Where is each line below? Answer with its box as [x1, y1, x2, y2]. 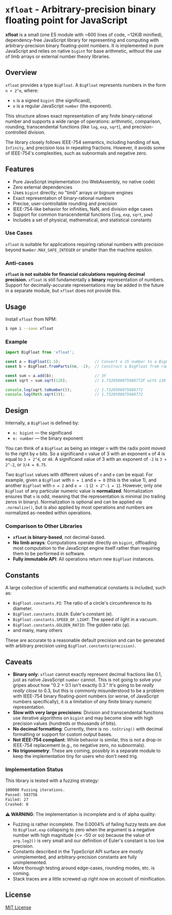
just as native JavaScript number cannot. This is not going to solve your [12, 677, 162, 683]
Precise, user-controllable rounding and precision [12, 200, 118, 207]
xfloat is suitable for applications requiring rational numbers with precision [5, 241, 164, 247]
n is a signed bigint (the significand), [12, 97, 92, 103]
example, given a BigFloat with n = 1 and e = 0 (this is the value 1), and [5, 477, 157, 483]
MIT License [5, 904, 32, 910]
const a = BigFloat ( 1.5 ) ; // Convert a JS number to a [5, 359, 157, 364]
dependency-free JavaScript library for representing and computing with [5, 37, 159, 43]
